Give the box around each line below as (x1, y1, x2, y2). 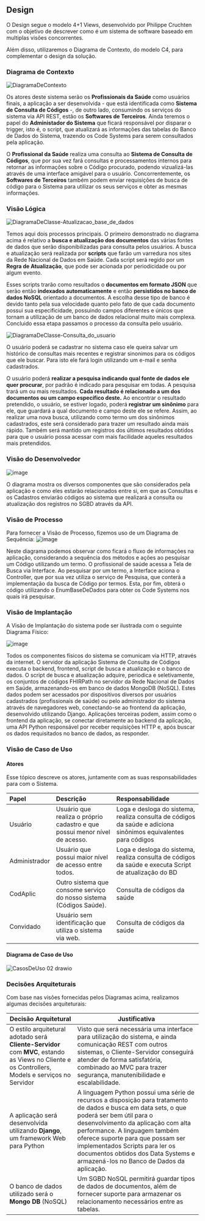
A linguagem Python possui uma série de (77, 1088, 195, 1097)
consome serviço (56, 886, 106, 895)
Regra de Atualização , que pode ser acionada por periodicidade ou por (6, 262, 187, 270)
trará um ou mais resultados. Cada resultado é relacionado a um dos (6, 387, 181, 395)
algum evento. (6, 269, 43, 276)
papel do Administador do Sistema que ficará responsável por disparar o (6, 119, 192, 127)
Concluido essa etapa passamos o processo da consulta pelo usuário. (6, 320, 183, 327)
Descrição (56, 794, 87, 803)
